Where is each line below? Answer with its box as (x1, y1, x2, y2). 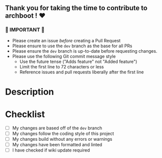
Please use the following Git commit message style (12, 53, 116, 59)
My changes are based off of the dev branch (12, 125, 102, 131)
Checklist (5, 109, 45, 120)
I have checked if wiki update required (12, 147, 90, 153)
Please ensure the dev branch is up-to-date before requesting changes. (12, 48, 158, 54)
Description (5, 86, 54, 97)
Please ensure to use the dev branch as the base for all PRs (12, 43, 132, 49)
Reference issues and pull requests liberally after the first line (19, 69, 144, 75)
